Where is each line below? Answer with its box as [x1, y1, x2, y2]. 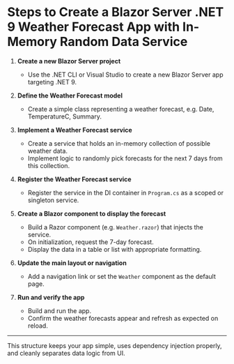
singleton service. [27, 196, 79, 204]
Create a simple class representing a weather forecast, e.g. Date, [27, 105, 214, 113]
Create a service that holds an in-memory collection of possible [27, 139, 211, 147]
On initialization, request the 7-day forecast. [27, 238, 155, 246]
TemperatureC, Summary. [27, 112, 102, 121]
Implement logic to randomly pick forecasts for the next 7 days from [27, 154, 223, 162]
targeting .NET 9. [27, 77, 77, 86]
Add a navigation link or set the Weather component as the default [27, 272, 216, 280]
